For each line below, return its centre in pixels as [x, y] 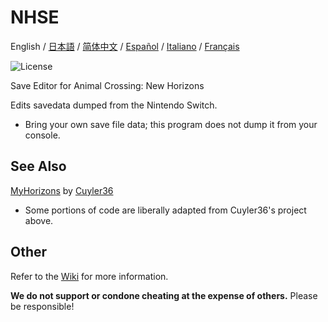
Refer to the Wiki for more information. [89, 276]
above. [39, 220]
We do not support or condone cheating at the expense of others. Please [164, 295]
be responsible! [42, 306]
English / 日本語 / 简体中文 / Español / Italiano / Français [125, 46]
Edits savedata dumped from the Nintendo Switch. [114, 105]
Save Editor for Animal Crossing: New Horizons [107, 85]
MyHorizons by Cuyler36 [62, 190]
